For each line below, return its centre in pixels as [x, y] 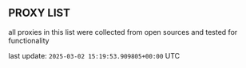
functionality [29, 40]
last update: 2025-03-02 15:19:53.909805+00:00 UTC [94, 55]
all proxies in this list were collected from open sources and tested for [123, 32]
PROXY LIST [39, 13]
